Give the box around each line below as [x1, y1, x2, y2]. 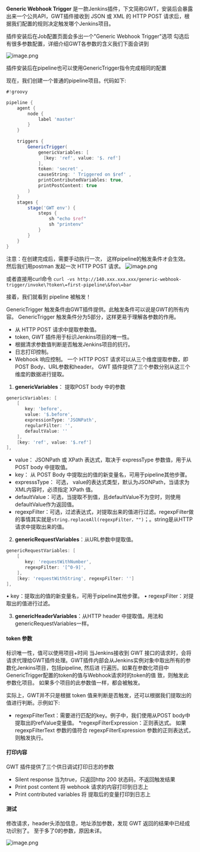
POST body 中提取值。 [14, 464, 71, 471]
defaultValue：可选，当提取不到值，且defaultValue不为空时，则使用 [14, 494, 181, 501]
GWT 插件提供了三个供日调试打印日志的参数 [6, 763, 114, 770]
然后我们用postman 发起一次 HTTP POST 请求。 [6, 263, 124, 270]
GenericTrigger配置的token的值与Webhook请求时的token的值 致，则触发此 [6, 672, 189, 679]
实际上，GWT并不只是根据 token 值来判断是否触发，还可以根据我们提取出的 [6, 691, 192, 698]
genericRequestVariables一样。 [14, 620, 92, 627]
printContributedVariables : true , [37, 177, 124, 183]
